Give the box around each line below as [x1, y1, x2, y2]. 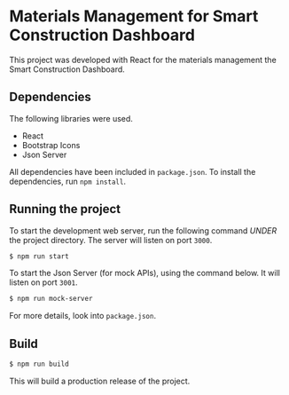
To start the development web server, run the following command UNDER [9, 225, 277, 236]
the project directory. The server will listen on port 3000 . [9, 234, 213, 245]
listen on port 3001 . [9, 277, 78, 288]
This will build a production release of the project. [9, 375, 191, 386]
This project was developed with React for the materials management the [9, 54, 277, 65]
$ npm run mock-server [9, 295, 93, 304]
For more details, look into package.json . [9, 311, 157, 321]
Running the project [9, 201, 121, 217]
